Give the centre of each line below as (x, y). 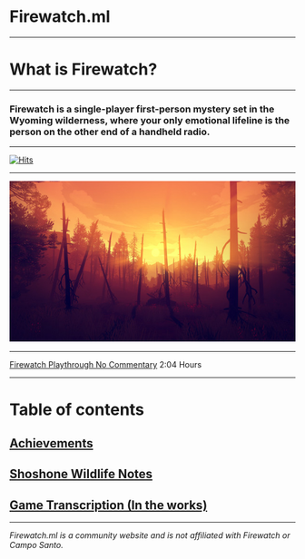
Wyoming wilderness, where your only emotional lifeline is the (150, 120)
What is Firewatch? (84, 69)
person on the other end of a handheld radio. (110, 132)
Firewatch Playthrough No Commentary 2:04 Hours (106, 365)
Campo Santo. (36, 545)
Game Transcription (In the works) (108, 505)
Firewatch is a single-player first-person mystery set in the (142, 109)
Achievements (51, 443)
